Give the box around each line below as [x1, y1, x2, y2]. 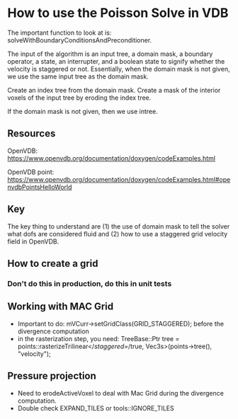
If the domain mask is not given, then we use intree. [7, 107, 158, 115]
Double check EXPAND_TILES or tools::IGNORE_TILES [17, 403, 175, 412]
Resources [7, 127, 56, 139]
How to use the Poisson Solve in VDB [7, 5, 229, 21]
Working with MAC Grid [7, 301, 114, 313]
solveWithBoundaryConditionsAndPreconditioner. [7, 35, 152, 44]
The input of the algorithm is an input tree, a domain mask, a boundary [7, 50, 213, 58]
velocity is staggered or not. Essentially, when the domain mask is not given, [7, 64, 230, 73]
